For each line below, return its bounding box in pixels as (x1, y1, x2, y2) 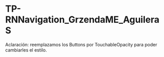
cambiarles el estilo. (5, 47, 47, 53)
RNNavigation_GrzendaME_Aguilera (5, 14, 159, 25)
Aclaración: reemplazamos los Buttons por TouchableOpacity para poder (5, 41, 157, 47)
